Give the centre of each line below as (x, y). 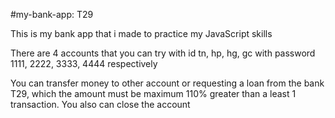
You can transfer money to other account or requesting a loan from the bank (167, 83)
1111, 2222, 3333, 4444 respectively (84, 63)
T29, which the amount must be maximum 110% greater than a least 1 (153, 93)
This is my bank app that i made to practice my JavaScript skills (141, 33)
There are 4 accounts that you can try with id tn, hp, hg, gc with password (163, 53)
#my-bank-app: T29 (52, 14)
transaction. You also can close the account (100, 104)
